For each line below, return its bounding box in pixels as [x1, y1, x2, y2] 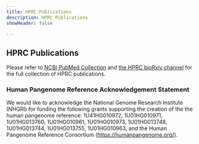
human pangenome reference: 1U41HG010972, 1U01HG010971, [6, 112, 163, 119]
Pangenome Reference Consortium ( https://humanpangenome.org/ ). [6, 131, 178, 139]
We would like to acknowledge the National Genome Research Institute [6, 99, 183, 106]
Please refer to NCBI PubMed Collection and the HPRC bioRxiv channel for [6, 64, 192, 71]
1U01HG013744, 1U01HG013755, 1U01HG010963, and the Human [6, 125, 167, 132]
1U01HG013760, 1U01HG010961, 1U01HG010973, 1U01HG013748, [6, 119, 167, 126]
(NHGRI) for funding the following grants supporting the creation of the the [6, 105, 193, 113]
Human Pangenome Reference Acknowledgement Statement [6, 85, 190, 94]
